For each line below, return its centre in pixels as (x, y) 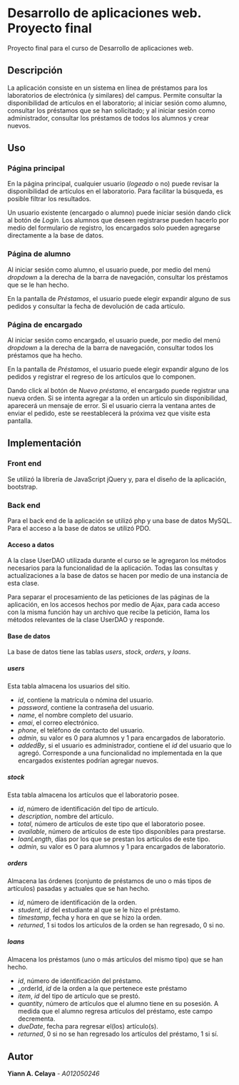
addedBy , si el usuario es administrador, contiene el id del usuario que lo (124, 745)
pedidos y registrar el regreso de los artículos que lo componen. (102, 377)
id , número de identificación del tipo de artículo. (88, 809)
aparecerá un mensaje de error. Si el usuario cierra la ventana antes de (112, 406)
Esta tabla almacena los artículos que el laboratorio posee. (93, 795)
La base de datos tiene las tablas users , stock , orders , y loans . (99, 652)
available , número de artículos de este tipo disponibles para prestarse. (122, 832)
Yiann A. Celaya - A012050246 (54, 1074)
